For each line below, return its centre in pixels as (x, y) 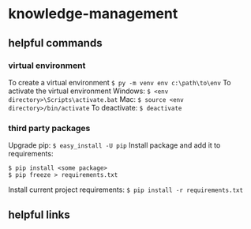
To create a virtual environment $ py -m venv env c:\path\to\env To (120, 82)
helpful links (39, 214)
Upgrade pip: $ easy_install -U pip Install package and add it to (114, 145)
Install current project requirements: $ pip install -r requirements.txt (126, 190)
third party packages (49, 128)
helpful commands (55, 43)
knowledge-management (93, 14)
